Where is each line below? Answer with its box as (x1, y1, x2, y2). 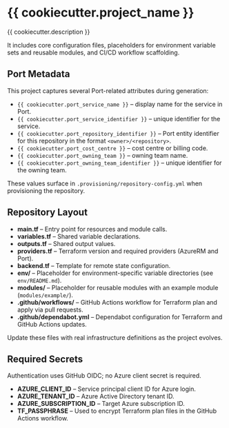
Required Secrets (7, 353, 83, 365)
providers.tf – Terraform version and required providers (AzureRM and (17, 247, 219, 255)
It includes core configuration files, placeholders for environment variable (7, 41, 216, 49)
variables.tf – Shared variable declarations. (17, 232, 141, 241)
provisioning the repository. (7, 186, 86, 194)
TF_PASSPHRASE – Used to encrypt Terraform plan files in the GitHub (17, 407, 217, 415)
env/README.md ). (17, 276, 62, 284)
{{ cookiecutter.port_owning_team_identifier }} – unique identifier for (17, 159, 222, 167)
